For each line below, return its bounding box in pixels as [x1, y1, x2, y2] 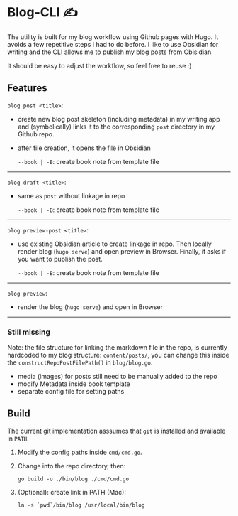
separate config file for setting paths [17, 387, 125, 396]
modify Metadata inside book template [17, 380, 130, 388]
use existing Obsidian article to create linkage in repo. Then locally [17, 240, 212, 248]
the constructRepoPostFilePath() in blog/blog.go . [7, 358, 153, 367]
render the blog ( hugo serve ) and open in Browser [17, 302, 163, 311]
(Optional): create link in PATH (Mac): [17, 488, 126, 496]
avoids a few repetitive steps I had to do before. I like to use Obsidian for [7, 40, 219, 48]
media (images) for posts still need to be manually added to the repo [17, 372, 217, 381]
